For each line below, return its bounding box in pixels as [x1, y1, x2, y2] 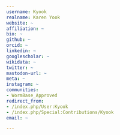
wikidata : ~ [6, 59, 36, 65]
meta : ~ [6, 76, 26, 82]
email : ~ [6, 115, 28, 121]
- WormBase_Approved [6, 92, 58, 98]
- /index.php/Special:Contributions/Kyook [6, 109, 114, 115]
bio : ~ [6, 31, 23, 37]
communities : [6, 87, 39, 93]
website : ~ [6, 20, 34, 26]
